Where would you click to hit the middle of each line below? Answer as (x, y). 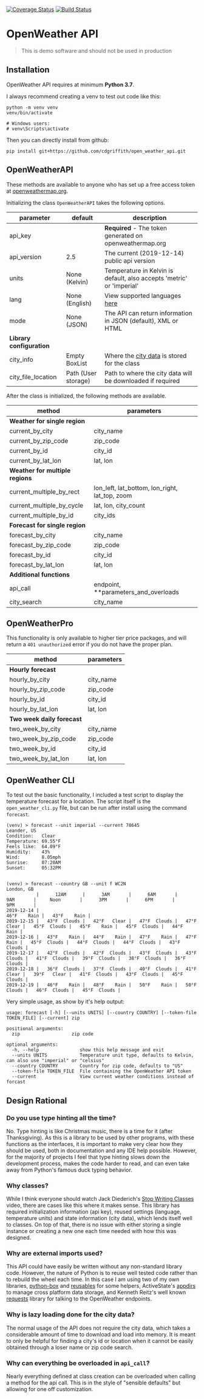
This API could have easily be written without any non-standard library (94, 1266)
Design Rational (37, 1100)
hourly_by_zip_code (37, 689)
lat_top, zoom (113, 496)
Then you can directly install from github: (58, 140)
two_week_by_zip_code (43, 739)
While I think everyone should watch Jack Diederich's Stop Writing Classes (100, 1199)
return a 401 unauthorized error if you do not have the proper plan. (90, 644)
